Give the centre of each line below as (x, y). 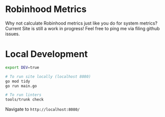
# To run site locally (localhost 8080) (48, 76)
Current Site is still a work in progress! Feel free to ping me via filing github (82, 28)
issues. (13, 34)
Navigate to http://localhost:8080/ (43, 109)
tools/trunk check (24, 100)
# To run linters (23, 95)
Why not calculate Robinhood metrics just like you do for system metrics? (81, 23)
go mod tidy (18, 81)
